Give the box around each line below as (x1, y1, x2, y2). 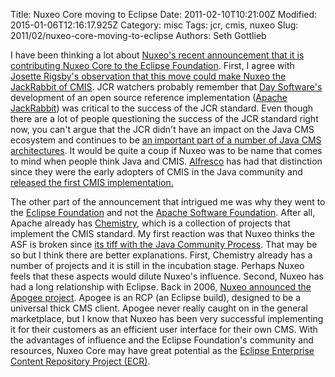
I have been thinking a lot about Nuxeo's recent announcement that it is (10, 49, 305, 61)
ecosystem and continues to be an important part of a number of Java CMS (10, 134, 322, 146)
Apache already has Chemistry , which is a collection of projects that (10, 217, 291, 229)
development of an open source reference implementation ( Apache (10, 92, 288, 103)
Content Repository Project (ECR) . (10, 355, 151, 367)
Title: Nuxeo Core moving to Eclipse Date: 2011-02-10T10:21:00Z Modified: (10, 9, 318, 20)
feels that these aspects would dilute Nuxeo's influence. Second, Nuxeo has (10, 270, 324, 282)
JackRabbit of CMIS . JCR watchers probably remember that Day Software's (10, 81, 323, 93)
